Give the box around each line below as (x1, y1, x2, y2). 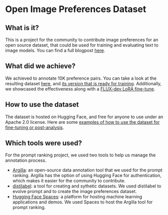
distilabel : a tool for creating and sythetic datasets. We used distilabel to (12, 183, 161, 189)
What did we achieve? (5, 62, 76, 71)
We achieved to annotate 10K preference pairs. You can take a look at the (5, 75, 157, 81)
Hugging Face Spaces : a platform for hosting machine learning (12, 194, 142, 200)
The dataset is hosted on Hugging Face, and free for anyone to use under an (5, 114, 163, 120)
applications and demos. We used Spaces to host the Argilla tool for (12, 199, 153, 205)
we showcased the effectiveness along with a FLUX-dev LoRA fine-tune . (5, 86, 155, 92)
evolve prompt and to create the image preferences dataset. (12, 188, 137, 194)
